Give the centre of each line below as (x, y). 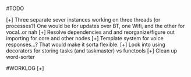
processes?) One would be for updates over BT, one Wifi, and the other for (95, 26)
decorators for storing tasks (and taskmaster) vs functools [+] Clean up (92, 51)
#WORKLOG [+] (25, 68)
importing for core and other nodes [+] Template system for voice (85, 38)
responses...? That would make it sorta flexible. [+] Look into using (86, 44)
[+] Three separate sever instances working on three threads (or (83, 20)
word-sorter (20, 57)
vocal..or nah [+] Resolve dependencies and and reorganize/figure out (90, 32)
